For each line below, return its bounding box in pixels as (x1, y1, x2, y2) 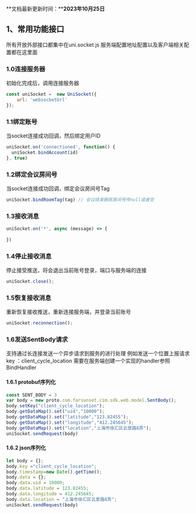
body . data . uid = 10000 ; (6, 480, 65, 486)
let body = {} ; (6, 458, 44, 463)
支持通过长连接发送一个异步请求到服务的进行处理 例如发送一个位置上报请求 (6, 350, 190, 357)
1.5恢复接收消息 (6, 294, 52, 302)
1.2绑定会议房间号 (6, 170, 58, 178)
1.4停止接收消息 (6, 252, 52, 260)
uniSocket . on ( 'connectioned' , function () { (6, 144, 116, 150)
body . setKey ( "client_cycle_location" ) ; (6, 403, 105, 409)
